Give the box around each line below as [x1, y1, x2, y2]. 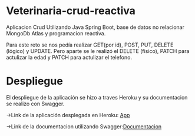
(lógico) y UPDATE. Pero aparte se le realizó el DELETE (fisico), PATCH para [6, 47, 190, 54]
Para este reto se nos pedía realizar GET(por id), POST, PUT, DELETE [6, 41, 174, 48]
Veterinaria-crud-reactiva [6, 4, 135, 18]
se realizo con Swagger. [6, 100, 65, 107]
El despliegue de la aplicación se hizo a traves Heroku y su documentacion [6, 94, 188, 101]
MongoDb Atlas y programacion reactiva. [6, 29, 106, 37]
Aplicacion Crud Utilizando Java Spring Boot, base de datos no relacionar [6, 24, 184, 31]
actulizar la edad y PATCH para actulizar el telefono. [6, 54, 133, 61]
